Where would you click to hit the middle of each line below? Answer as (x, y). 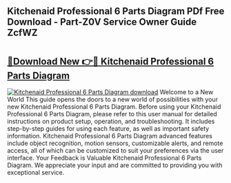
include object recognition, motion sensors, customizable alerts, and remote (115, 143)
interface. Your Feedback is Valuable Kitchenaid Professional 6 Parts (104, 158)
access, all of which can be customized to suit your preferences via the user (115, 150)
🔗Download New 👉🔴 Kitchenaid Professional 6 (111, 61)
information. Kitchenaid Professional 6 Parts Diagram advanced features (110, 136)
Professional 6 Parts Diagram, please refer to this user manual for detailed (112, 114)
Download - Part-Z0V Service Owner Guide (102, 22)
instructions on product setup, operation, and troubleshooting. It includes (111, 121)
